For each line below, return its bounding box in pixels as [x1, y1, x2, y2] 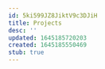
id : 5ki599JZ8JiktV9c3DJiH [8, 11, 98, 20]
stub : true [8, 48, 45, 56]
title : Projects [8, 19, 62, 27]
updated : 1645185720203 [8, 33, 87, 42]
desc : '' [8, 26, 37, 34]
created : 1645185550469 [8, 41, 87, 49]
